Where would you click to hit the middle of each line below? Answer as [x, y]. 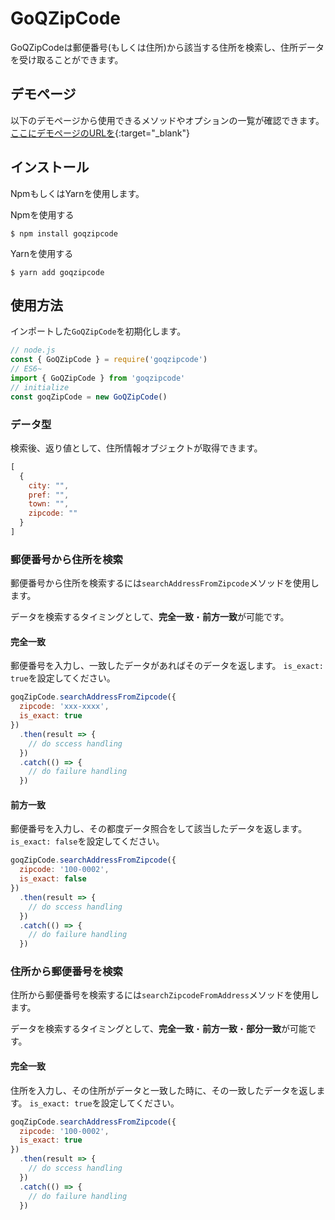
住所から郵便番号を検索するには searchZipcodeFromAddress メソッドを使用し [165, 995]
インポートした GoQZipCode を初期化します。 [98, 331]
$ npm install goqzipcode [64, 233]
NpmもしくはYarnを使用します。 [77, 193]
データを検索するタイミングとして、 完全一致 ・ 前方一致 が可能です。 [150, 617]
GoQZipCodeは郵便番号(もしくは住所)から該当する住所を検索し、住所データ [167, 47]
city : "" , [49, 485]
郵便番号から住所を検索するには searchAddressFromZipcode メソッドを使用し [165, 583]
